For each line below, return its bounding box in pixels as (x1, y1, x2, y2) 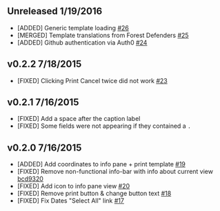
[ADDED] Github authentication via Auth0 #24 (17, 38, 148, 47)
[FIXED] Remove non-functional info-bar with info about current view (17, 168, 214, 176)
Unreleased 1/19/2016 (7, 5, 103, 17)
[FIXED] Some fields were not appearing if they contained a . (17, 122, 191, 130)
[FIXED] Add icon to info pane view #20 (17, 182, 130, 190)
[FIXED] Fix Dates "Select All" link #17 (17, 197, 124, 205)
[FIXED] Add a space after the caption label (17, 115, 141, 123)
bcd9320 (17, 175, 43, 183)
